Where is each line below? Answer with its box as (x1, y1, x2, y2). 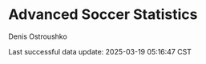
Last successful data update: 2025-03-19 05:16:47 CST (8, 47, 192, 56)
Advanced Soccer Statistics (8, 6, 198, 24)
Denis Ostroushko (8, 32, 68, 41)
